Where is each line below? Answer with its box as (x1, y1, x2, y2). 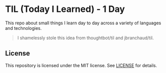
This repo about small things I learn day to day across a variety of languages (5, 20, 162, 26)
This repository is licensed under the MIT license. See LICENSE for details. (5, 62, 157, 68)
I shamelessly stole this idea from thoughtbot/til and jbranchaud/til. (17, 35, 154, 41)
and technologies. (5, 25, 42, 31)
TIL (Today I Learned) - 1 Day (5, 3, 125, 15)
